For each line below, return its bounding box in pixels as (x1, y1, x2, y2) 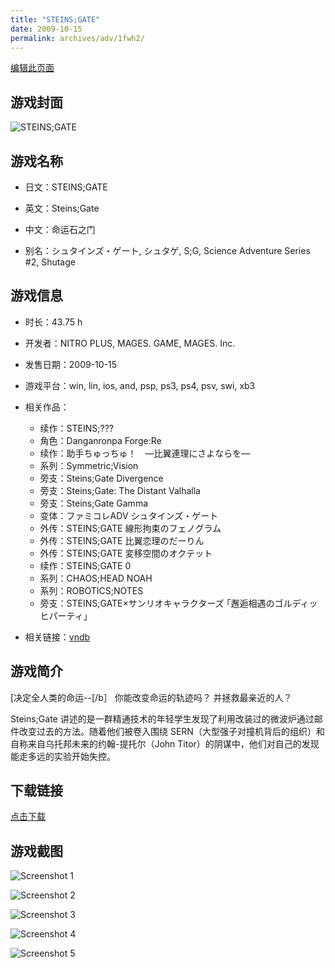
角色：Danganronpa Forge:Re (39, 434, 162, 446)
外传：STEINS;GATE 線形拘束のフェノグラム (39, 522, 222, 534)
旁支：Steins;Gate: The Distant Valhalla (39, 484, 201, 496)
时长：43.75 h (24, 316, 83, 328)
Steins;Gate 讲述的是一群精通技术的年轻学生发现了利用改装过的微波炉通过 (10, 712, 315, 725)
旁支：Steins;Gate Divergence (39, 472, 164, 484)
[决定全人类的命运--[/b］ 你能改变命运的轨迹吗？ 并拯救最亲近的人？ (10, 691, 293, 703)
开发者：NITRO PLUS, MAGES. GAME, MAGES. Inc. (24, 337, 236, 349)
